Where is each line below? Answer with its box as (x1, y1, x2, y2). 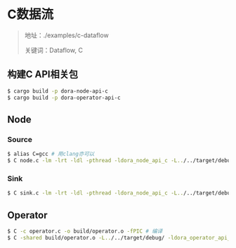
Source (7, 134, 33, 144)
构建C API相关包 (7, 68, 79, 81)
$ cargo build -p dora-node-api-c (7, 87, 109, 95)
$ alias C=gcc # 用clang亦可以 (7, 150, 95, 158)
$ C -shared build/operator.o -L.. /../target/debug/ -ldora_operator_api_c (7, 234, 234, 241)
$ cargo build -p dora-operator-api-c (7, 94, 121, 101)
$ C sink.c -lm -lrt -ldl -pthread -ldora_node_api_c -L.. (7, 190, 184, 197)
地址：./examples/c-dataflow (24, 31, 109, 39)
